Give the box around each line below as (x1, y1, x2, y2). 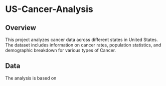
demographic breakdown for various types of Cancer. (5, 47, 116, 53)
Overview (5, 23, 37, 32)
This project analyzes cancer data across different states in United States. (5, 36, 158, 42)
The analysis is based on (5, 75, 57, 81)
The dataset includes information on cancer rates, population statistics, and (5, 42, 161, 48)
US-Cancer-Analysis (5, 3, 94, 15)
